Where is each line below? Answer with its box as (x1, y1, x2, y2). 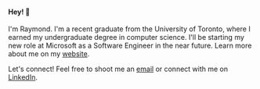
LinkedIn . (8, 73, 38, 82)
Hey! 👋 (8, 7, 31, 16)
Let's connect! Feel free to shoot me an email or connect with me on (8, 64, 229, 74)
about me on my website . (8, 49, 90, 59)
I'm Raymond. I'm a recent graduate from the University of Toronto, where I (8, 24, 251, 34)
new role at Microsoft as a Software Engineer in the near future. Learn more (8, 41, 252, 51)
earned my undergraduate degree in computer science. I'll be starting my (8, 33, 245, 42)
